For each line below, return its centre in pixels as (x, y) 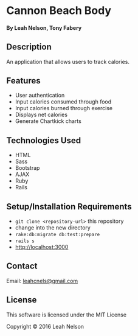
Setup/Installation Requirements (69, 207)
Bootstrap (27, 168)
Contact (22, 266)
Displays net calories (41, 115)
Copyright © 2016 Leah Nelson (45, 326)
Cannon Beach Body (59, 11)
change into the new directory (53, 228)
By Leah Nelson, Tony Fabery (44, 27)
